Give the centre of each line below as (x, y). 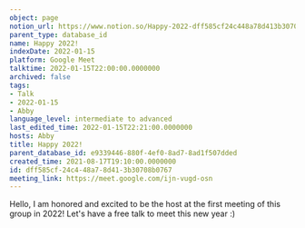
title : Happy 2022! (46, 144)
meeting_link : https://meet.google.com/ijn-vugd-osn (111, 178)
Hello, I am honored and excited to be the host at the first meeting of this (145, 204)
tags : (20, 85)
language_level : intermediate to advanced (91, 119)
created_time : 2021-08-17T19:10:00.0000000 (93, 161)
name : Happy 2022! (44, 43)
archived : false (40, 77)
